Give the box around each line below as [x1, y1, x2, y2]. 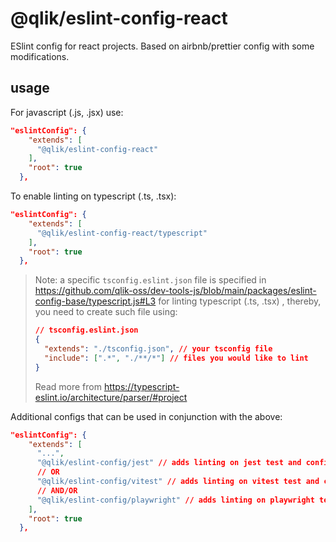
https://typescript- [103, 380, 180, 392]
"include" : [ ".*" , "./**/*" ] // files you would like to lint [44, 353, 309, 363]
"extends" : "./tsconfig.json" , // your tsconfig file [44, 344, 273, 354]
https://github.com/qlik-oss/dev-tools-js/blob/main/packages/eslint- [34, 285, 317, 297]
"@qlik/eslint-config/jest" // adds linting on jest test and [36, 458, 302, 468]
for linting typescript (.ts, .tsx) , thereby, [158, 295, 322, 307]
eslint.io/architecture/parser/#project [34, 391, 188, 403]
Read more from [34, 380, 102, 392]
